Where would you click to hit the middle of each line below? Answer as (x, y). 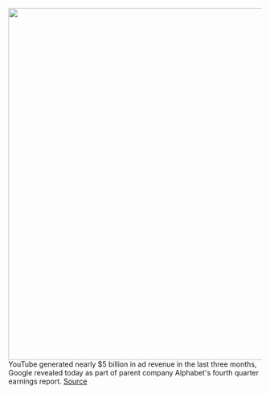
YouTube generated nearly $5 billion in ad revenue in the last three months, (133, 364)
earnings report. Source (48, 381)
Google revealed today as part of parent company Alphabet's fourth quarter (134, 373)
